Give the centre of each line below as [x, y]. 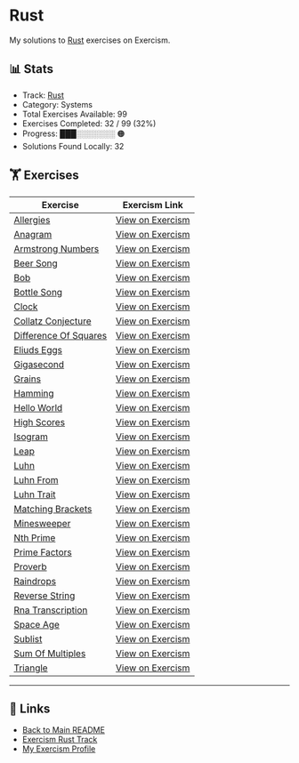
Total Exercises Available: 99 [74, 114]
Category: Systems [57, 104]
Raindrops [35, 581]
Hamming [34, 393]
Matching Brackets [53, 509]
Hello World [38, 407]
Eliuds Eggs [38, 349]
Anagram [33, 234]
